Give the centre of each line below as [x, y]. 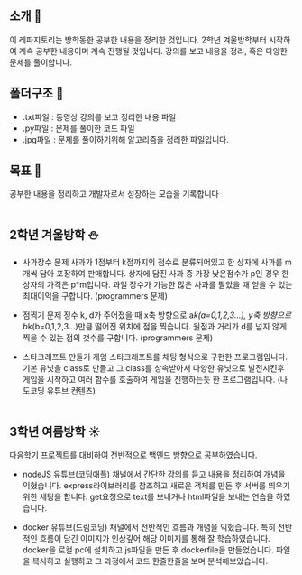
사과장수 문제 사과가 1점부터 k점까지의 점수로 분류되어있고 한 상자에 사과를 [152, 262]
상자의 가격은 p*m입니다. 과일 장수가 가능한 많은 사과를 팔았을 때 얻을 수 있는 [157, 285]
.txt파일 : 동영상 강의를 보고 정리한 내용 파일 [99, 116]
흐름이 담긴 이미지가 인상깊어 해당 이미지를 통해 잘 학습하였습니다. [155, 539]
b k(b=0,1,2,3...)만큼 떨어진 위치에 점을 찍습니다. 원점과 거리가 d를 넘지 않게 [154, 327]
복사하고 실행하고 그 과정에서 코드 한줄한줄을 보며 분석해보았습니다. [150, 561]
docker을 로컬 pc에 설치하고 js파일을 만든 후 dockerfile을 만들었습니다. [148, 550]
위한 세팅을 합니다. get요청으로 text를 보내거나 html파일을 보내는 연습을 [148, 497]
